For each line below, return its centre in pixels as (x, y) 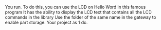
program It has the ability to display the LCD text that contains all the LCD (78, 12)
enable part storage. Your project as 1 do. (46, 22)
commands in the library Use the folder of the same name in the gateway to (81, 17)
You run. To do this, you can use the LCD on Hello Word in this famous (75, 7)
